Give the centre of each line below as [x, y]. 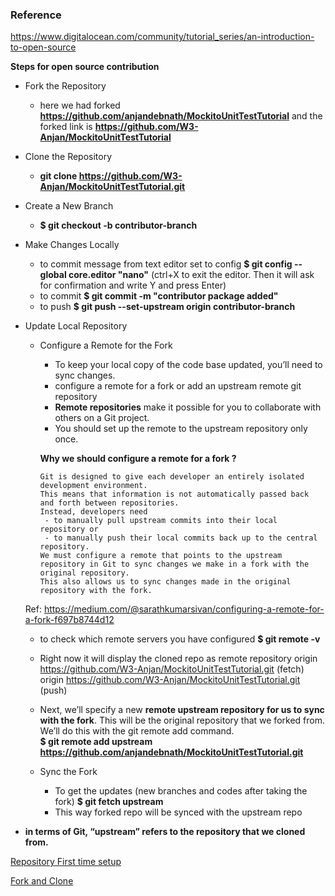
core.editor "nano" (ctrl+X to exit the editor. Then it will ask [191, 275]
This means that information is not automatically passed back [174, 494]
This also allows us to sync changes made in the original [165, 582]
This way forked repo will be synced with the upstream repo [178, 812]
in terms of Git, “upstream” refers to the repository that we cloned [165, 832]
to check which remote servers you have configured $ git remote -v [180, 639]
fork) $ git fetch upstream [109, 802]
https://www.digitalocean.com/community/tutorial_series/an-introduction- [162, 37]
